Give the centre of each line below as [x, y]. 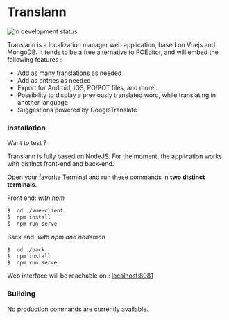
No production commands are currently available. [78, 309]
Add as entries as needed [54, 80]
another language [42, 102]
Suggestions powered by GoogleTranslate [77, 110]
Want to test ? [27, 143]
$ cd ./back [26, 250]
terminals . [22, 185]
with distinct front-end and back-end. [61, 164]
